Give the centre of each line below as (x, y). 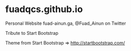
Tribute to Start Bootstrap (32, 33)
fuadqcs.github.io (44, 9)
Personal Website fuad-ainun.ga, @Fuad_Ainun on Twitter (65, 23)
